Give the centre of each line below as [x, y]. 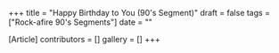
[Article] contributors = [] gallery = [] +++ [85, 39]
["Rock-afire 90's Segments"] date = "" [80, 22]
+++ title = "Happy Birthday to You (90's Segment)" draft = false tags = [139, 13]
